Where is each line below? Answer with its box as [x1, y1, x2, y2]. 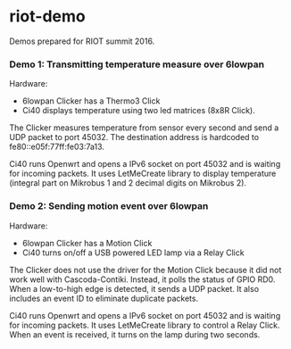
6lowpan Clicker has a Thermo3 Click [21, 96, 161, 106]
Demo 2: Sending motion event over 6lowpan [9, 200, 209, 212]
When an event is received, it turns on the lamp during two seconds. [9, 328, 261, 340]
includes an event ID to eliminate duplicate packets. [9, 293, 199, 303]
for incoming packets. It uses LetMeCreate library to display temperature [9, 168, 277, 179]
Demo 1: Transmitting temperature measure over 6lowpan [9, 58, 265, 71]
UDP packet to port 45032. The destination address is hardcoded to [9, 132, 260, 143]
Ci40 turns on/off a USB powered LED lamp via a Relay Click [21, 247, 245, 258]
